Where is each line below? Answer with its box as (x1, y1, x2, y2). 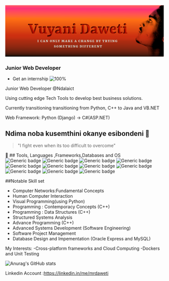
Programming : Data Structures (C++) (12, 209, 91, 215)
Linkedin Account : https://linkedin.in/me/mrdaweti (5, 270, 109, 276)
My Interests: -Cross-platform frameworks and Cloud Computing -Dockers (5, 245, 160, 251)
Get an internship (12, 76, 49, 82)
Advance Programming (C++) (12, 220, 74, 225)
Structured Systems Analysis (12, 214, 73, 220)
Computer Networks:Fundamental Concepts (12, 188, 104, 194)
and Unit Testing (5, 251, 39, 256)
